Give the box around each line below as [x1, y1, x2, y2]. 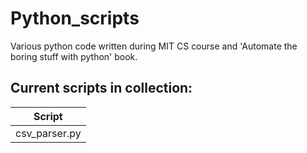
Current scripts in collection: [10, 80, 193, 97]
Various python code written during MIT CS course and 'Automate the [10, 40, 298, 52]
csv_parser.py [15, 126, 82, 140]
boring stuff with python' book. [10, 50, 138, 62]
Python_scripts [10, 7, 140, 30]
